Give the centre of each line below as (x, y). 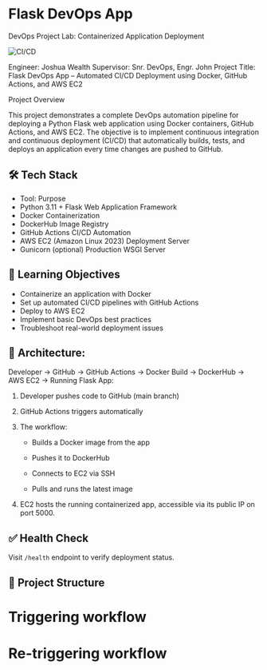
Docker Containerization (60, 215)
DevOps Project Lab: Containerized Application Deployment (106, 36)
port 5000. (37, 513)
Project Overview (37, 99)
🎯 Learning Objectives (65, 275)
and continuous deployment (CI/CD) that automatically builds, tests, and (127, 140)
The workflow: (43, 427)
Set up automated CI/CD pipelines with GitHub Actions (109, 302)
